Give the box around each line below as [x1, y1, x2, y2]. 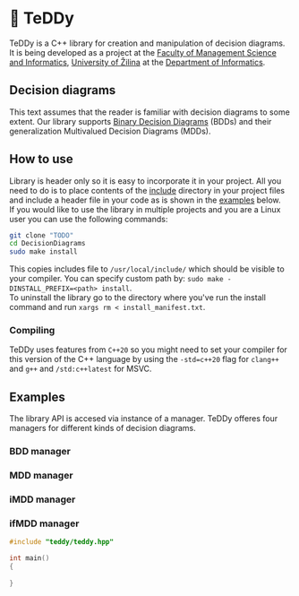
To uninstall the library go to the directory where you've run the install [9, 292, 267, 303]
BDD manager [9, 445, 72, 458]
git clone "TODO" [9, 230, 74, 240]
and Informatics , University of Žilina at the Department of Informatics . [9, 56, 266, 67]
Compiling [9, 324, 56, 337]
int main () [9, 554, 50, 563]
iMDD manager [9, 493, 76, 505]
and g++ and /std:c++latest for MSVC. [9, 363, 152, 375]
